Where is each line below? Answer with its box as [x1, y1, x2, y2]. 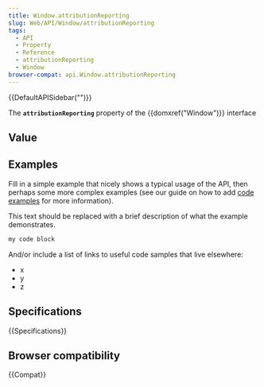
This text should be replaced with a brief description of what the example [8, 211, 248, 221]
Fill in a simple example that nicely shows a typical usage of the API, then [8, 179, 248, 188]
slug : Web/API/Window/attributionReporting [8, 19, 155, 27]
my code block [8, 235, 56, 243]
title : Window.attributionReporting [8, 11, 130, 20]
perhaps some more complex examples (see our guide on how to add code [8, 188, 254, 197]
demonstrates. [8, 219, 56, 229]
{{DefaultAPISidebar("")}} [8, 92, 92, 102]
